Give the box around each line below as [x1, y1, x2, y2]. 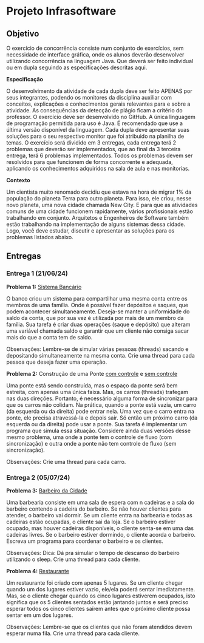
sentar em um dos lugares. [6, 611, 73, 619]
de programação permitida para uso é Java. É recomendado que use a [6, 120, 183, 127]
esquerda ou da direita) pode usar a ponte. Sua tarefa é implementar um [6, 420, 187, 427]
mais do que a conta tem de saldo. [6, 333, 93, 341]
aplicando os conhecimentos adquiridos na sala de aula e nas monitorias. [6, 165, 190, 172]
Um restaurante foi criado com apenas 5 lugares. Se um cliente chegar [6, 579, 183, 587]
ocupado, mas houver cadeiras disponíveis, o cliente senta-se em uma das [6, 524, 194, 532]
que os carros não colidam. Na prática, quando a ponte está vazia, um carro [6, 401, 197, 408]
